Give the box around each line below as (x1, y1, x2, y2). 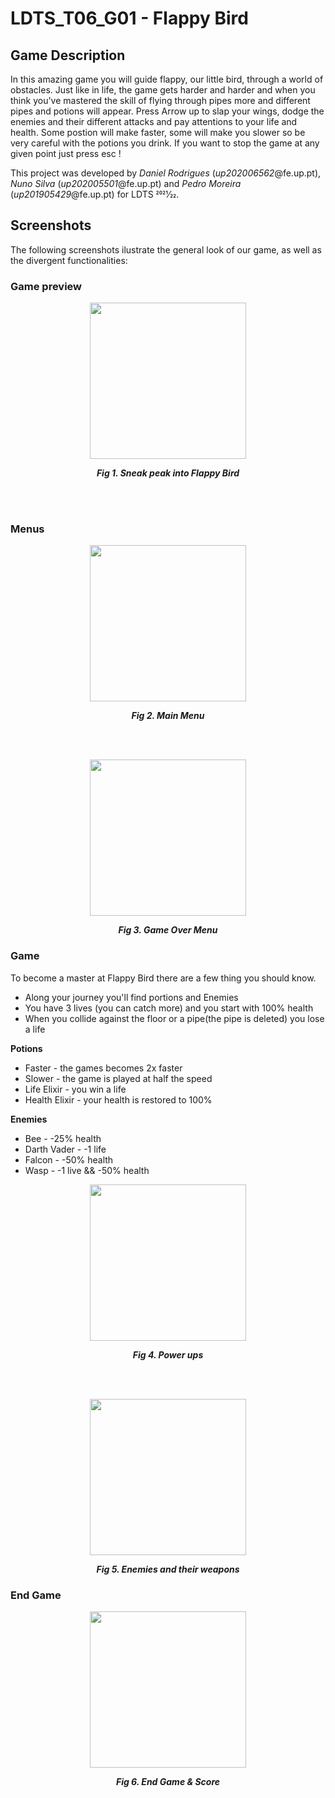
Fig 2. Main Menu (131, 710, 205, 722)
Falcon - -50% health (24, 1153, 114, 1166)
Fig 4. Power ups (132, 1348, 204, 1361)
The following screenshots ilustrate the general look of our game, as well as (10, 243, 322, 256)
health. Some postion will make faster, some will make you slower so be (10, 127, 306, 138)
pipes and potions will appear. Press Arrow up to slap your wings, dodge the (10, 105, 325, 117)
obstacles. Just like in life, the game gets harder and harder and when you (10, 84, 316, 96)
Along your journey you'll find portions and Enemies (24, 991, 239, 1003)
